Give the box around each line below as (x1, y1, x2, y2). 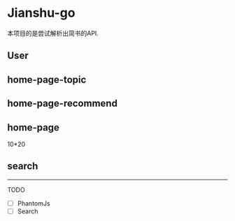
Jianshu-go (7, 5, 76, 21)
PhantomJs (17, 199, 50, 208)
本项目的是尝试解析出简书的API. (7, 29, 99, 37)
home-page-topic (7, 74, 87, 86)
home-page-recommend (7, 98, 117, 109)
